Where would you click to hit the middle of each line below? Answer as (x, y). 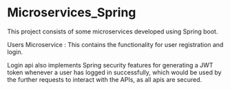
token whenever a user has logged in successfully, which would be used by (114, 72)
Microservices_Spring (72, 13)
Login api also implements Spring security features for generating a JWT (110, 65)
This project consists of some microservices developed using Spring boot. (113, 31)
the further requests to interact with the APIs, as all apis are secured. (105, 79)
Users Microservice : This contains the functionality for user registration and (115, 44)
